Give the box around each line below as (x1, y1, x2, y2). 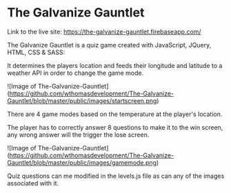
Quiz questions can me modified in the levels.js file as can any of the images (7, 172, 225, 180)
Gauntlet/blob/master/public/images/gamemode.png (7, 158, 157, 166)
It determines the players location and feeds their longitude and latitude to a (7, 61, 223, 69)
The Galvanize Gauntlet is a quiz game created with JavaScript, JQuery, (7, 41, 212, 49)
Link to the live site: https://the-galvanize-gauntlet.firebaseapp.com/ (7, 27, 201, 36)
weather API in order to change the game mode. (7, 69, 143, 77)
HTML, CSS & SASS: (7, 48, 66, 56)
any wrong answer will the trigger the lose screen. (7, 130, 150, 139)
